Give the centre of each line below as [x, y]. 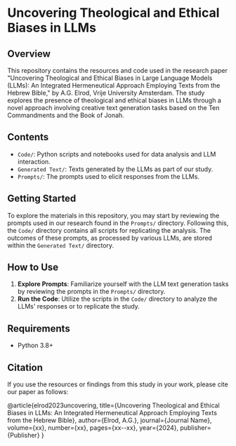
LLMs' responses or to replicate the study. [79, 306]
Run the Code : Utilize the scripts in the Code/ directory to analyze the [117, 299]
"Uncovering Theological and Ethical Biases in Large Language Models [110, 78]
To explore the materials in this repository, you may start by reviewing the [113, 215]
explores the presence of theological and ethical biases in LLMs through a [114, 100]
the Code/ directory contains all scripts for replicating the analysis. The [109, 230]
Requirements [39, 329]
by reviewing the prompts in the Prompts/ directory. [91, 292]
